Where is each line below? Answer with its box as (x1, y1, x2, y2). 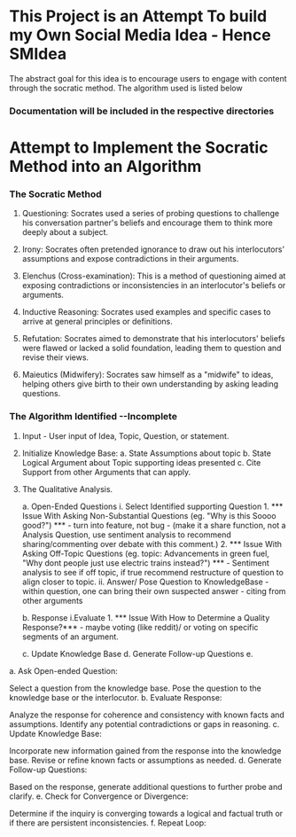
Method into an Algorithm (9, 157, 202, 176)
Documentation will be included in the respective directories (9, 105, 275, 117)
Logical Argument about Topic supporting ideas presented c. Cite (21, 457, 261, 467)
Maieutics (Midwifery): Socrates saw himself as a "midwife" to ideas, (21, 370, 274, 380)
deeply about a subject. (21, 227, 109, 238)
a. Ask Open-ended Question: (9, 665, 118, 676)
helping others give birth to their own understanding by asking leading (21, 379, 279, 389)
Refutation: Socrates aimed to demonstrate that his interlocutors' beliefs (21, 333, 285, 344)
